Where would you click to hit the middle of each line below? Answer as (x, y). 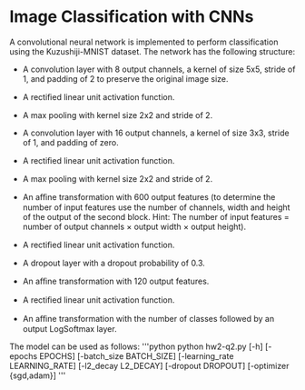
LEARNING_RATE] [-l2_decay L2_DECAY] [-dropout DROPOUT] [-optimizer (149, 365)
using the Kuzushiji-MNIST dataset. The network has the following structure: (152, 51)
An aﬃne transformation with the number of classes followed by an (148, 318)
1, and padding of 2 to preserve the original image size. (125, 78)
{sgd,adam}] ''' (38, 375)
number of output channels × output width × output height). (134, 226)
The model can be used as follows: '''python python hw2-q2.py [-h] (136, 346)
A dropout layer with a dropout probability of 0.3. (114, 263)
